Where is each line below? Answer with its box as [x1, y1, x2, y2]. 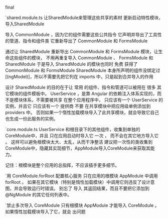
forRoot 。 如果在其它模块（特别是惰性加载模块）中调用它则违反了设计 [5, 179, 150, 185]
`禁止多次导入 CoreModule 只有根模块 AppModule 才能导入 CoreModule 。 [5, 202, 159, 208]
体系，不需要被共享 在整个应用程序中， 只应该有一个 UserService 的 [22, 97, 163, 102]
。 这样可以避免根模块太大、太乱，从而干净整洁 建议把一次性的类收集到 [5, 139, 153, 145]
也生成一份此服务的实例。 [5, 116, 58, 122]
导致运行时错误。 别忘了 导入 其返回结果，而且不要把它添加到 [22, 185, 149, 191]
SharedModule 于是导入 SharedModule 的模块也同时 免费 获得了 [5, 61, 138, 67]
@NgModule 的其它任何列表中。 [5, 192, 72, 197]
